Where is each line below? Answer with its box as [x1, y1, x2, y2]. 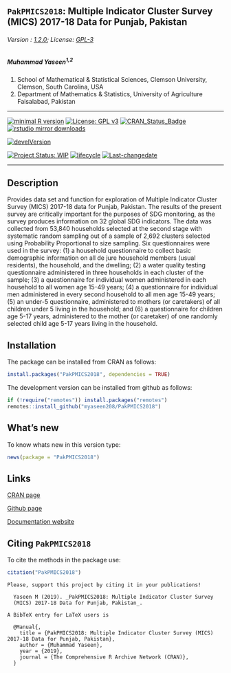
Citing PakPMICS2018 [7, 538, 91, 549]
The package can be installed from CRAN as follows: [7, 357, 157, 366]
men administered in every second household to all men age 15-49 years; [7, 290, 215, 298]
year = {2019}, [19, 648, 63, 655]
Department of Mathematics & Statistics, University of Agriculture [16, 89, 203, 98]
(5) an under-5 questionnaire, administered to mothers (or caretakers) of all [7, 298, 221, 306]
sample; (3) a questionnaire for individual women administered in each [7, 276, 207, 284]
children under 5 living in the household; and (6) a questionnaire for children [7, 305, 223, 313]
